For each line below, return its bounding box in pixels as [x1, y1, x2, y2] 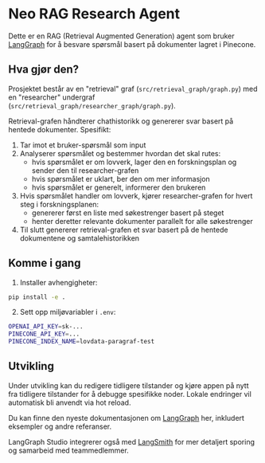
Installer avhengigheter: [19, 277, 98, 287]
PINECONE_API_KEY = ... [8, 330, 80, 339]
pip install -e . [8, 292, 66, 301]
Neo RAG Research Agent [8, 5, 181, 23]
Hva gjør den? [8, 63, 80, 77]
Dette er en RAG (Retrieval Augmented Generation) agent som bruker [8, 31, 235, 41]
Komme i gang [8, 257, 81, 270]
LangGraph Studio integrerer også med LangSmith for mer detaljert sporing [8, 437, 255, 446]
